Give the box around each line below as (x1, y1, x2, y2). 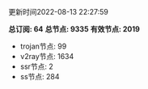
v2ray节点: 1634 (19, 52, 74, 61)
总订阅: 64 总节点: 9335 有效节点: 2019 (8, 24, 140, 34)
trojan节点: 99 (19, 41, 67, 51)
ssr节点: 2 (19, 61, 54, 71)
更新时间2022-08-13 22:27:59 (8, 7, 109, 16)
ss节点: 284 (19, 72, 60, 81)
